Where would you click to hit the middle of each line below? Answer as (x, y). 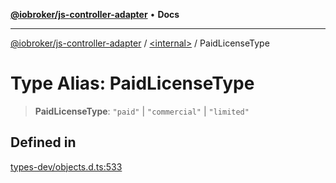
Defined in (43, 142)
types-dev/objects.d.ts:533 (66, 166)
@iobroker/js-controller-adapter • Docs (95, 14)
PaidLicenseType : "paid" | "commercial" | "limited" (142, 111)
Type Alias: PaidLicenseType (132, 83)
